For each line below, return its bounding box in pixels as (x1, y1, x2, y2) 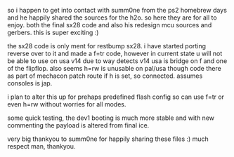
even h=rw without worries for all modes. (7, 100, 126, 108)
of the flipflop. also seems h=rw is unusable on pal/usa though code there (7, 64, 221, 72)
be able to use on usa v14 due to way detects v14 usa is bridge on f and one (7, 57, 228, 65)
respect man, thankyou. (7, 142, 76, 150)
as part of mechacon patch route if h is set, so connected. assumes (7, 71, 203, 80)
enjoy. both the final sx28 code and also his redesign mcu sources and (7, 21, 212, 29)
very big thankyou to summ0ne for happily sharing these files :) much (7, 135, 209, 143)
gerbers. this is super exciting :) (7, 28, 99, 36)
